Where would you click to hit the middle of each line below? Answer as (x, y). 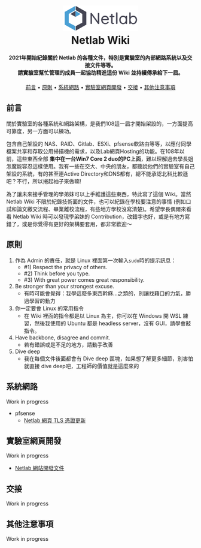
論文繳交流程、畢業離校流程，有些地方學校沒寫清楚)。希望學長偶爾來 (101, 209)
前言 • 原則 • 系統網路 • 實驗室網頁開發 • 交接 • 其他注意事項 (100, 88)
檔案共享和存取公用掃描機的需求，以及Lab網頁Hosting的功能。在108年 (93, 151)
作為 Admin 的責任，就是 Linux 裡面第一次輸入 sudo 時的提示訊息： (95, 260)
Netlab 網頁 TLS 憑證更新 (55, 420)
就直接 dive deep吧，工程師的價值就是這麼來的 (81, 366)
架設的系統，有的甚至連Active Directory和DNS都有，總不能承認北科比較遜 (97, 174)
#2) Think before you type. (57, 273)
